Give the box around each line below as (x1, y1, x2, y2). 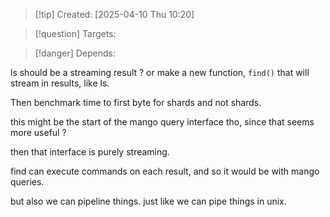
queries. (10, 176, 45, 188)
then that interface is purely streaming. (10, 146, 170, 158)
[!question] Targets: (34, 28, 117, 39)
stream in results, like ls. (10, 77, 110, 89)
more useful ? (10, 127, 67, 138)
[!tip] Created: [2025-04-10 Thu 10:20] (34, 9, 195, 20)
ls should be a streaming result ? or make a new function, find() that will (10, 67, 310, 78)
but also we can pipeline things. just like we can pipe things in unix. (10, 195, 287, 207)
